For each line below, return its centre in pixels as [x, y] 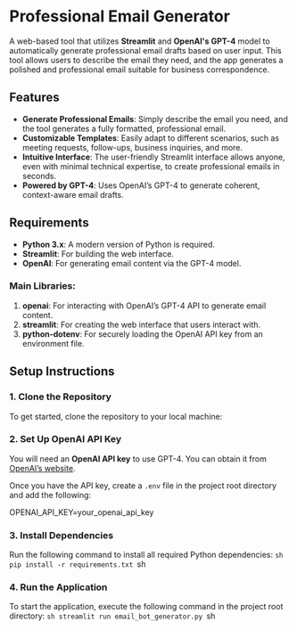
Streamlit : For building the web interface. [98, 254]
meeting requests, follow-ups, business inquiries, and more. [132, 147]
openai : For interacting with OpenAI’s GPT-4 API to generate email [144, 306]
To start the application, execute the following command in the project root [146, 607]
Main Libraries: [42, 286]
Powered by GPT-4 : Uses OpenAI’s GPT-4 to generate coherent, [141, 185]
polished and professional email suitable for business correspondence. [140, 70]
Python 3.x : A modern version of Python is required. [119, 244]
